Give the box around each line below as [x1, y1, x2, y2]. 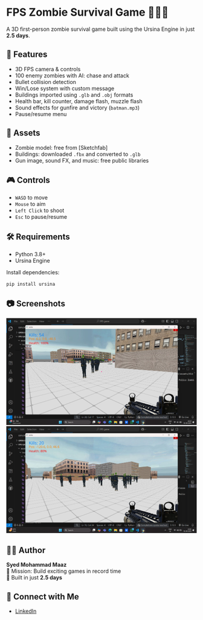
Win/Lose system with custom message [14, 85, 115, 92]
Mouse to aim [14, 201, 46, 208]
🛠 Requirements [6, 231, 71, 242]
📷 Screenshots [6, 299, 65, 309]
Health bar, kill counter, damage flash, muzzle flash [14, 97, 143, 105]
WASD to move [14, 194, 48, 201]
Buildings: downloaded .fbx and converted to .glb [14, 150, 141, 158]
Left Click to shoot [14, 207, 65, 214]
